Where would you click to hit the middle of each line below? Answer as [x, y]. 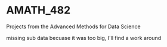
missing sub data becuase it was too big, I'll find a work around [84, 38]
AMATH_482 [38, 10]
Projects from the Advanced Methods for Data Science [74, 26]
